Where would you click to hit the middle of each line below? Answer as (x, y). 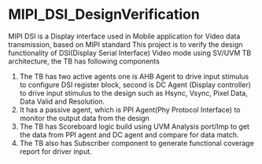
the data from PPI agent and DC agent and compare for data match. (129, 134)
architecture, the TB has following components (84, 61)
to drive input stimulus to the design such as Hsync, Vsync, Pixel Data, (133, 93)
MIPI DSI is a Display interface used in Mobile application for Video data (124, 36)
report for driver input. (55, 151)
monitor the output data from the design (84, 118)
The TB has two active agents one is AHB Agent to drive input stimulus (134, 76)
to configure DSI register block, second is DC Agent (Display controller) (135, 85)
